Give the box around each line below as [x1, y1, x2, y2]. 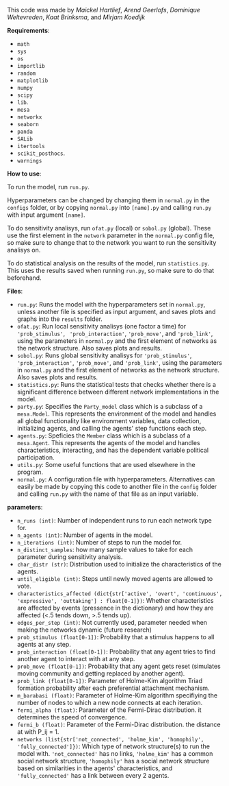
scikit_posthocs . [16, 149, 66, 157]
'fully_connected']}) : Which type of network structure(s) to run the [16, 742, 211, 750]
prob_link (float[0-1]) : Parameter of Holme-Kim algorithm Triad [16, 677, 203, 684]
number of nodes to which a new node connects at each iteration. [16, 699, 203, 706]
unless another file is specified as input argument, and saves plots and [16, 308, 216, 315]
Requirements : [7, 27, 50, 34]
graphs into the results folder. [16, 315, 103, 323]
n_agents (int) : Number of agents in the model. [16, 531, 153, 539]
